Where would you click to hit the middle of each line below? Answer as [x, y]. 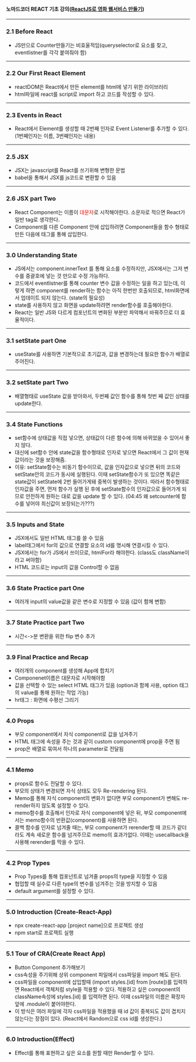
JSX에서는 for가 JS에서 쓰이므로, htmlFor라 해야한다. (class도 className [99, 553]
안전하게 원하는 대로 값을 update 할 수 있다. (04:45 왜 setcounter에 [103, 496]
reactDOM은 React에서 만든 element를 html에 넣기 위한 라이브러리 [91, 87]
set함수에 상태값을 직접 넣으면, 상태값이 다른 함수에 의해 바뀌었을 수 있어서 [99, 437]
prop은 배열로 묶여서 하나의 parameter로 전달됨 [69, 749]
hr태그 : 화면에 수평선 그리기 [46, 700]
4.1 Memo [20, 770]
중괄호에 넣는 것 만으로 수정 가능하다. [67, 275]
